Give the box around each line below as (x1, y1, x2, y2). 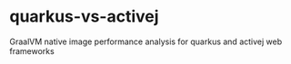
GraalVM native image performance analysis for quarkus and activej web (9, 36, 283, 47)
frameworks (9, 45, 55, 56)
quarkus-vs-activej (9, 6, 159, 27)
